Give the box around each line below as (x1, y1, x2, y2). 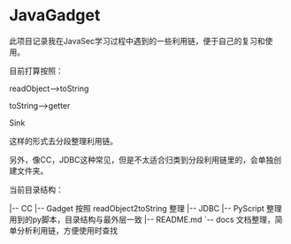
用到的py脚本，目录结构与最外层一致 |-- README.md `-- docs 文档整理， (9, 214, 276, 225)
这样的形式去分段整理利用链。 (9, 135, 118, 146)
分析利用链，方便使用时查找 (16, 225, 118, 235)
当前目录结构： (9, 184, 64, 194)
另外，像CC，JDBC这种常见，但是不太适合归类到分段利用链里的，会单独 (9, 154, 274, 164)
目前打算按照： (9, 65, 64, 76)
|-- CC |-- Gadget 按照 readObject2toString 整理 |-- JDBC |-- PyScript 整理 (9, 202, 283, 213)
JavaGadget (9, 5, 101, 26)
